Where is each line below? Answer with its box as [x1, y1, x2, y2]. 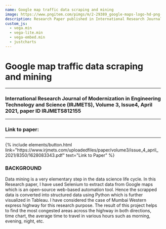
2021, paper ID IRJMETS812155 [5, 107, 82, 114]
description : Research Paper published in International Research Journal [5, 16, 163, 21]
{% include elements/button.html [5, 142, 73, 148]
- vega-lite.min [9, 30, 43, 35]
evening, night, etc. [5, 218, 44, 224]
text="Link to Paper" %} [66, 152, 115, 158]
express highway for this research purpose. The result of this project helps [5, 202, 157, 208]
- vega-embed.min [9, 35, 45, 40]
